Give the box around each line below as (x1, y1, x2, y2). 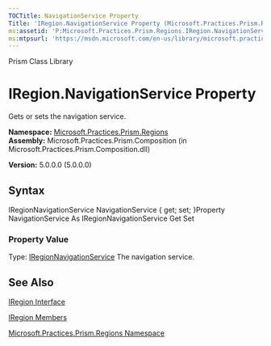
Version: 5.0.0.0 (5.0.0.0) (8, 160, 92, 170)
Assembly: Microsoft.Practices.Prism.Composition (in (8, 136, 187, 146)
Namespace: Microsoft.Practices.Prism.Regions (8, 127, 169, 137)
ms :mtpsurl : (8, 34, 48, 43)
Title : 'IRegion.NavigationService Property (8, 19, 161, 27)
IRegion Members (8, 313, 67, 323)
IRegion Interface (8, 297, 66, 307)
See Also (8, 276, 54, 289)
